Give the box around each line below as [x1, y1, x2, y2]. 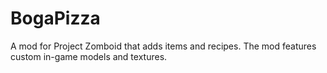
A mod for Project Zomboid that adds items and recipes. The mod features [10, 40, 317, 52]
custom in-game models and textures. [10, 50, 168, 62]
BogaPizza [10, 7, 101, 30]
